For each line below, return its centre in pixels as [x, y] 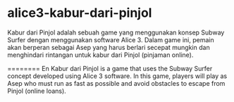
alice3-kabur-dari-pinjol [80, 13]
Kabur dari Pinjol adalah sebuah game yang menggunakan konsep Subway [116, 32]
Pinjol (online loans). [37, 91]
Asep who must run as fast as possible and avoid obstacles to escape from [116, 83]
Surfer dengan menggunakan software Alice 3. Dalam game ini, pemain [111, 39]
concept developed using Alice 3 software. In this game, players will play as [117, 76]
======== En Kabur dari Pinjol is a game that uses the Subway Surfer [110, 68]
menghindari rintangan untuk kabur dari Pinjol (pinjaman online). [100, 55]
